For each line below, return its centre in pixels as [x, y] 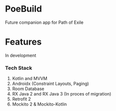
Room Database [28, 89]
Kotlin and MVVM [30, 79]
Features [23, 42]
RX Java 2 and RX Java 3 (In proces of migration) [62, 94]
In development [21, 55]
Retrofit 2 [21, 99]
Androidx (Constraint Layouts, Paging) [50, 84]
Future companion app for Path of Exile [44, 22]
